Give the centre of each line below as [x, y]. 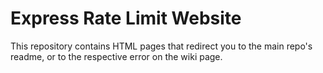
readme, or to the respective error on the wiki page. [116, 56]
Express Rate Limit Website [126, 18]
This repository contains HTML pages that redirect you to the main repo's [161, 46]
